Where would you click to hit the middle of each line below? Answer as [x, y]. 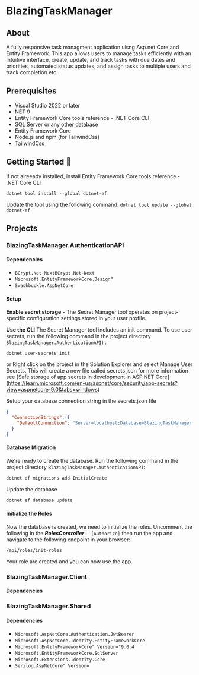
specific [16, 318]
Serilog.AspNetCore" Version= [52, 666]
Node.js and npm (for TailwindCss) [57, 137]
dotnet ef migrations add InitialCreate [57, 478]
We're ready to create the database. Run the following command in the [92, 460]
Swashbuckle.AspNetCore [44, 286]
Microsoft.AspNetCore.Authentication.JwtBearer [74, 634]
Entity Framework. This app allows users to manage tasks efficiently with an [99, 53]
